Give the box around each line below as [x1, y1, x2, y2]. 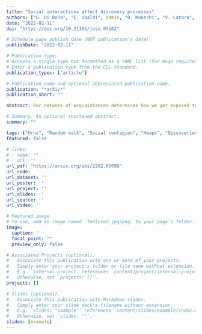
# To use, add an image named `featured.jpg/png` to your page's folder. [6, 219, 195, 225]
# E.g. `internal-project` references [6, 269, 109, 275]
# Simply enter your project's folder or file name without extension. [6, 263, 195, 270]
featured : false [6, 135, 47, 141]
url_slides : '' [6, 191, 44, 197]
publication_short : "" [6, 91, 63, 98]
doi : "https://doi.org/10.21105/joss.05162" [6, 25, 120, 32]
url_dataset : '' [6, 175, 47, 181]
